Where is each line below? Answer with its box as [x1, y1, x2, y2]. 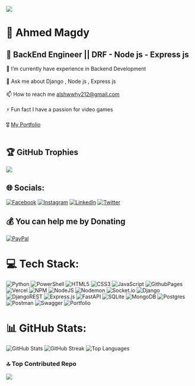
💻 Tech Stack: [6, 257, 79, 271]
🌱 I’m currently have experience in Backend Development [6, 65, 146, 72]
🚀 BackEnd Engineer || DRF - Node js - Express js [6, 49, 189, 59]
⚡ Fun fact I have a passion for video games [6, 106, 114, 112]
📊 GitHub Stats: [6, 321, 87, 334]
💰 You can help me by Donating [6, 217, 126, 227]
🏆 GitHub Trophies [6, 147, 79, 157]
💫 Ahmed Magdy [6, 26, 90, 40]
